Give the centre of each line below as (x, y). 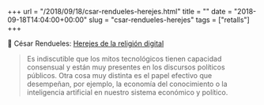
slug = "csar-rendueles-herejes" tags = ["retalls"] (169, 20)
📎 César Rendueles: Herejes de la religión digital (86, 43)
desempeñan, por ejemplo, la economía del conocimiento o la (127, 84)
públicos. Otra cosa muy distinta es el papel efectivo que (119, 75)
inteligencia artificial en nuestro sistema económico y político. (127, 92)
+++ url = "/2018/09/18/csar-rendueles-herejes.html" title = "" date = (120, 11)
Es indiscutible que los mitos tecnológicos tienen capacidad (124, 59)
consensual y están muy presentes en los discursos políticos (126, 67)
